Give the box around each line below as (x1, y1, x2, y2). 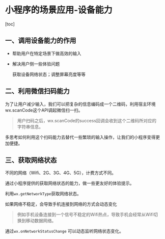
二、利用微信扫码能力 (5, 87, 70, 96)
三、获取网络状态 (5, 156, 57, 164)
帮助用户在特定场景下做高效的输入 (12, 50, 82, 56)
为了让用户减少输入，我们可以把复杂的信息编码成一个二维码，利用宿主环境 (5, 101, 156, 107)
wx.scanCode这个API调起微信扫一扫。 (5, 107, 83, 113)
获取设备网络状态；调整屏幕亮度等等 (12, 71, 86, 77)
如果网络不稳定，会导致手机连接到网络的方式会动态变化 (5, 201, 117, 207)
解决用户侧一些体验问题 (12, 61, 60, 67)
